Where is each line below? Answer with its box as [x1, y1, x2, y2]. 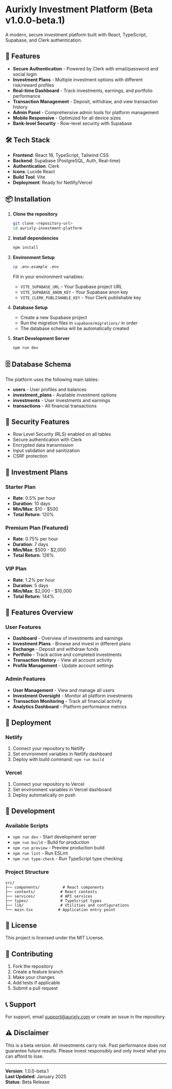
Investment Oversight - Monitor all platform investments [12, 693, 133, 699]
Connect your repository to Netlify [12, 746, 85, 752]
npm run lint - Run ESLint [12, 850, 68, 857]
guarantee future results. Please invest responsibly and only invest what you [5, 1047, 166, 1054]
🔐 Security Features [5, 418, 70, 426]
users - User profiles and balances [12, 386, 87, 392]
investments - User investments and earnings [12, 397, 111, 403]
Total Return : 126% [12, 552, 54, 558]
